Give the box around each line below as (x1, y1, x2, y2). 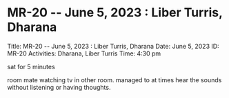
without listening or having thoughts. (7, 83, 111, 91)
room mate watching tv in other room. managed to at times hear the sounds (7, 75, 222, 84)
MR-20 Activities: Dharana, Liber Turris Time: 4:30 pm (7, 49, 161, 58)
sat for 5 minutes (7, 62, 55, 71)
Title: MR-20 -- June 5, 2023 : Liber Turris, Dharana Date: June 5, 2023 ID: (7, 42, 219, 50)
